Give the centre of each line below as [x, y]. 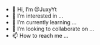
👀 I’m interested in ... [38, 16]
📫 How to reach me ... [40, 36]
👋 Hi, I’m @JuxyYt [34, 9]
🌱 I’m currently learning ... [44, 22]
